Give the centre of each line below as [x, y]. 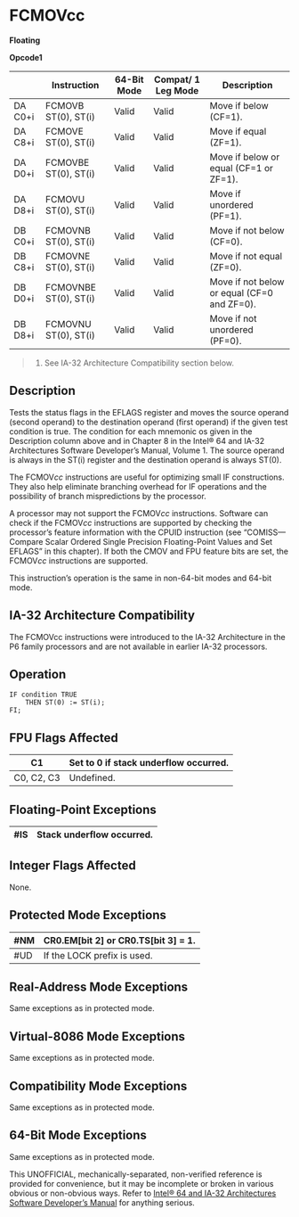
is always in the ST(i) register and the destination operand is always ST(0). [145, 459]
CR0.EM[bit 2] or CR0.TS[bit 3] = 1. [119, 940]
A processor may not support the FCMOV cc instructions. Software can [139, 513]
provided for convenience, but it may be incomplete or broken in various [141, 1183]
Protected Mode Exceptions [88, 915]
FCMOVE [65, 131]
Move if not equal [246, 256]
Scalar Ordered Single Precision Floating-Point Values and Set [159, 541]
